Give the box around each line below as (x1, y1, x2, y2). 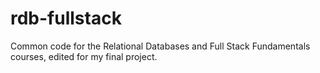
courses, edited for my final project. (10, 50, 158, 62)
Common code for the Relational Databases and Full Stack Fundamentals (10, 40, 311, 52)
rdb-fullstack (10, 7, 122, 30)
